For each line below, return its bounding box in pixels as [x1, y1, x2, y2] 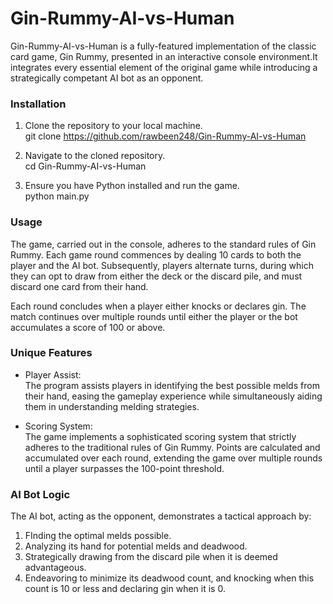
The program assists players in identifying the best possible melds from [24, 379, 320, 391]
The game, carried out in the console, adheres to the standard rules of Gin [10, 238, 317, 250]
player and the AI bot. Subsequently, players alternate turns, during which [10, 259, 315, 271]
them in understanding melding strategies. [24, 400, 200, 412]
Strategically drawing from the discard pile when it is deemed [24, 551, 278, 563]
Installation [10, 97, 67, 111]
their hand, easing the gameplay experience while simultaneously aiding [24, 390, 323, 402]
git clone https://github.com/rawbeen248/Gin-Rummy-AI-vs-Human [24, 130, 307, 142]
